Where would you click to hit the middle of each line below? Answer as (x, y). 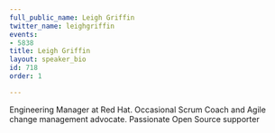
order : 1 (26, 76)
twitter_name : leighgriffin (62, 26)
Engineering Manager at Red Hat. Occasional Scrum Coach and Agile (137, 110)
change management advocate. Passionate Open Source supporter (134, 119)
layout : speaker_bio (48, 59)
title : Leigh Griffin (50, 51)
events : (24, 34)
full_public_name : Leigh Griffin (72, 18)
